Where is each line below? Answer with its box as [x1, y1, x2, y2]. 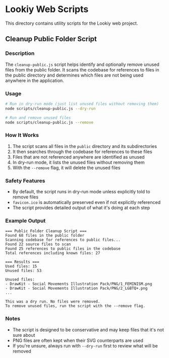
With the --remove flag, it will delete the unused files [12, 165, 121, 171]
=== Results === [5, 259, 39, 265]
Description [5, 50, 35, 57]
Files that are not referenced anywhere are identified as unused [12, 154, 145, 160]
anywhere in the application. [5, 77, 64, 84]
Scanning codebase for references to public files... [5, 238, 121, 243]
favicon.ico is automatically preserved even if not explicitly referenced [12, 199, 160, 205]
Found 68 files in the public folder [5, 233, 85, 238]
